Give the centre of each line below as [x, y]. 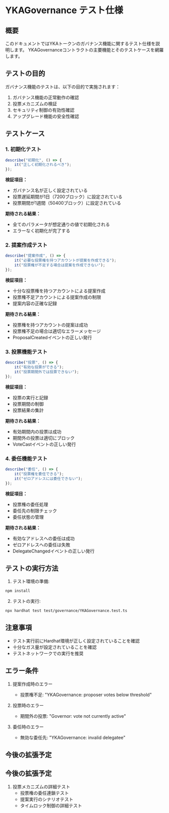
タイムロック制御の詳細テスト [51, 805]
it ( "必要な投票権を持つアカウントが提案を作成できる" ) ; [66, 261]
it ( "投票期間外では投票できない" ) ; [47, 372]
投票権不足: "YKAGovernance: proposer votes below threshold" [86, 695]
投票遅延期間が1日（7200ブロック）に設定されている [67, 197]
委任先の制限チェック [35, 511]
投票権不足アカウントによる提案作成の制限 [57, 297]
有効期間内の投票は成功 [37, 431]
